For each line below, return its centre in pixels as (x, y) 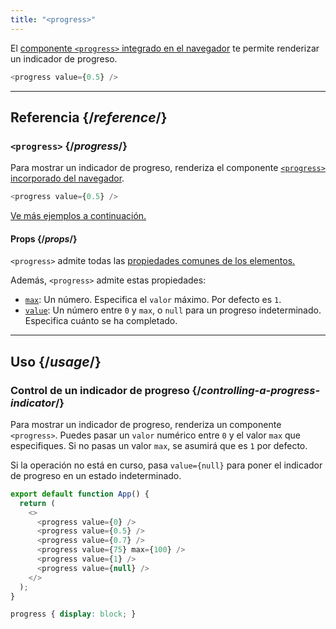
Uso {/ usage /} (56, 361)
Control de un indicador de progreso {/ (106, 390)
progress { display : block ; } (73, 614)
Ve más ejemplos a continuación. (78, 216)
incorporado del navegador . (67, 178)
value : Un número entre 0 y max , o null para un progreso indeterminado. (173, 310)
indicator (33, 403)
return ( (37, 503)
